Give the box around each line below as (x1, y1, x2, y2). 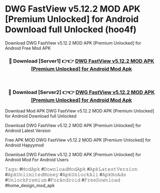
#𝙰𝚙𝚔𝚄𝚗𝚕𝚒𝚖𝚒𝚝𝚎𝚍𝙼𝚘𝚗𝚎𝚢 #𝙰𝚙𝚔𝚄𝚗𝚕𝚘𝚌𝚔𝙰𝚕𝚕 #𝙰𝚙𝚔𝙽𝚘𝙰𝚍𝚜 (5, 171, 127, 177)
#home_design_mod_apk (5, 182, 55, 188)
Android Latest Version (5, 128, 51, 133)
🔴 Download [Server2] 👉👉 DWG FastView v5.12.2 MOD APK (8, 89, 155, 96)
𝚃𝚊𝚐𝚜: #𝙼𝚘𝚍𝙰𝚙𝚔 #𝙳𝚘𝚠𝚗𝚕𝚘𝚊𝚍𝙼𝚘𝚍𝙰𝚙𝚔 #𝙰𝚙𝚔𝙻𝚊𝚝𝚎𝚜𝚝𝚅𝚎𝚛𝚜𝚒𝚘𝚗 (5, 166, 138, 172)
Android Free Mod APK (5, 45, 51, 51)
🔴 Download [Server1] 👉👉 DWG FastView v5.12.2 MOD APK (9, 57, 154, 64)
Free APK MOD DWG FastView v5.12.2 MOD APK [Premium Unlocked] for (5, 137, 151, 143)
